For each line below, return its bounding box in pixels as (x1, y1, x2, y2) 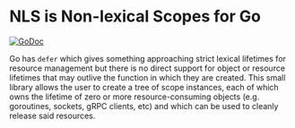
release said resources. (9, 110, 96, 121)
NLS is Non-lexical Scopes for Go (9, 6, 262, 27)
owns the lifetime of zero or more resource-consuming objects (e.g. (9, 91, 260, 102)
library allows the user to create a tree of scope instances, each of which (9, 81, 280, 92)
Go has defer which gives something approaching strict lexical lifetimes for (9, 53, 287, 64)
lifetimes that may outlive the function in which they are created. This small (9, 72, 286, 82)
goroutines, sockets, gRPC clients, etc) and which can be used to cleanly (9, 100, 279, 111)
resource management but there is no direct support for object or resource (9, 63, 285, 73)
